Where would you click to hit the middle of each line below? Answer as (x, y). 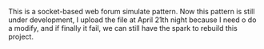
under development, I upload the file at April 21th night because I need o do (132, 20)
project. (21, 36)
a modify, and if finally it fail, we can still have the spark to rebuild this (123, 28)
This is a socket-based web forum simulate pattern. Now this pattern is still (132, 11)
